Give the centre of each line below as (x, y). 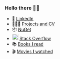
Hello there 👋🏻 (22, 8)
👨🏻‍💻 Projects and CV (33, 24)
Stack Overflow (35, 39)
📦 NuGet (22, 30)
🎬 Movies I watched (32, 52)
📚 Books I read (28, 44)
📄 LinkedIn (23, 19)
